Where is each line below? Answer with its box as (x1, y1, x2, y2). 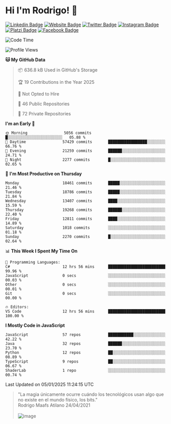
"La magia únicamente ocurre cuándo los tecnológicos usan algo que (17, 391, 164, 397)
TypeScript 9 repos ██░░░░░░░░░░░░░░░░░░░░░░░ (5, 359, 166, 364)
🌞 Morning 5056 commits (5, 130, 92, 135)
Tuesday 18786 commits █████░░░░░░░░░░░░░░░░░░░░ (5, 189, 166, 195)
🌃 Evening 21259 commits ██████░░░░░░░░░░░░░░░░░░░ (5, 148, 166, 153)
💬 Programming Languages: (5, 260, 60, 265)
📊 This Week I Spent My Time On (5, 248, 78, 254)
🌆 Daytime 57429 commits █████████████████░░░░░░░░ (5, 139, 166, 145)
